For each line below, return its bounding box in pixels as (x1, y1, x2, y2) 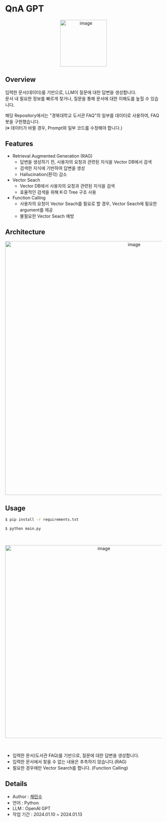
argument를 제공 (19, 206, 53, 212)
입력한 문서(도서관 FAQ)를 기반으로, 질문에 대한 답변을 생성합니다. (12, 752, 140, 758)
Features (5, 140, 33, 148)
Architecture (5, 227, 46, 236)
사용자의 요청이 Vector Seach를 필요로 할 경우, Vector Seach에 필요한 (19, 201, 158, 206)
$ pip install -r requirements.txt (5, 517, 79, 522)
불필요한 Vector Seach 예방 (19, 213, 75, 219)
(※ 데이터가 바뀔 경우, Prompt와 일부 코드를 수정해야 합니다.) (5, 125, 123, 131)
